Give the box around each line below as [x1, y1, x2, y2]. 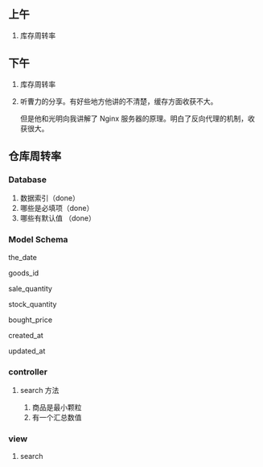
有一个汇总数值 [31, 412, 82, 422]
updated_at [8, 345, 46, 356]
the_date [8, 252, 38, 262]
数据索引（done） [19, 193, 80, 203]
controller [8, 366, 48, 377]
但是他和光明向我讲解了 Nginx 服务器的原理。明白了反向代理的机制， [19, 114, 249, 123]
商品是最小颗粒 [31, 402, 82, 412]
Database [8, 174, 47, 185]
